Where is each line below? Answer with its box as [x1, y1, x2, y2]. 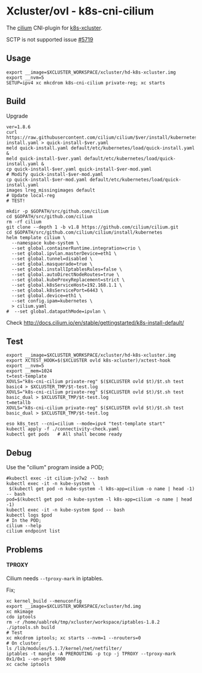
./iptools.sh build [6, 624, 55, 630]
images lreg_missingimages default [6, 187, 96, 193]
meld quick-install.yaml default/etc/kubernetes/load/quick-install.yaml [6, 145, 195, 151]
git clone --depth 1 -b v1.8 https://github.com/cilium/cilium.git [6, 224, 179, 230]
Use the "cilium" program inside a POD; [6, 464, 104, 471]
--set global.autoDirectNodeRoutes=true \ [11, 271, 120, 278]
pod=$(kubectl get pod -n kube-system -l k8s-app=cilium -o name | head [6, 496, 192, 502]
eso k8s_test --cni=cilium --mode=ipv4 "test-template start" [6, 421, 165, 427]
